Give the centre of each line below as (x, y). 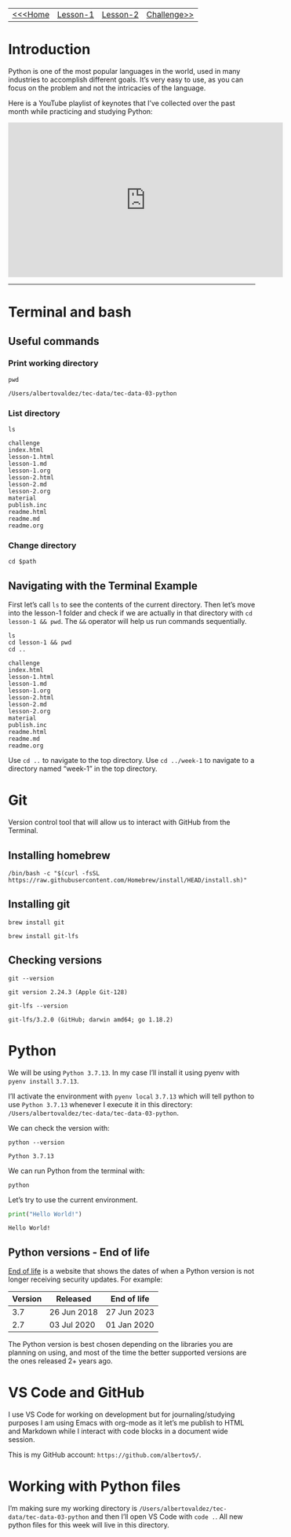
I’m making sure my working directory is (73, 1509)
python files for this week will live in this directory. (89, 1525)
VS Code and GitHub (76, 1393)
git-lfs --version (38, 1006)
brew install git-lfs (44, 936)
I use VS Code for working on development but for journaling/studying (122, 1414)
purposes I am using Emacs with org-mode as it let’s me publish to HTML (126, 1423)
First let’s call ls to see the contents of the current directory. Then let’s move (132, 605)
